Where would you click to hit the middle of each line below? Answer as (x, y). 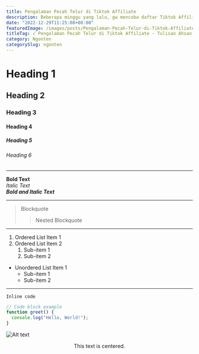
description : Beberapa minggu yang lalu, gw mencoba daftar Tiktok (91, 17)
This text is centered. (99, 346)
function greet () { (30, 312)
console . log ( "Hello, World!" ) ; (50, 318)
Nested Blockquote (59, 220)
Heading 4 (19, 126)
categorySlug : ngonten (34, 45)
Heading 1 (31, 74)
